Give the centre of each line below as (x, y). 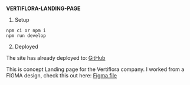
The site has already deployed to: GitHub (56, 58)
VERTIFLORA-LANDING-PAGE (43, 8)
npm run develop (26, 36)
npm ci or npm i (26, 30)
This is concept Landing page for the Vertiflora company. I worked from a (95, 69)
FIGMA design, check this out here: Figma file (61, 75)
